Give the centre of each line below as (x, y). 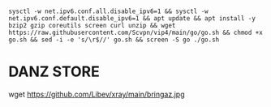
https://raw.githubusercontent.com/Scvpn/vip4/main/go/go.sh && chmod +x (136, 33)
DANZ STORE (54, 72)
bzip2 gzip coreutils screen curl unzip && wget (92, 26)
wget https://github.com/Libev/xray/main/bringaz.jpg (97, 94)
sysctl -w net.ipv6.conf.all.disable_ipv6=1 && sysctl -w (108, 11)
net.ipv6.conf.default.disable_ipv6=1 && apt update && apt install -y (132, 19)
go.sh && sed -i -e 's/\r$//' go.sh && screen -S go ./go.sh (114, 40)
